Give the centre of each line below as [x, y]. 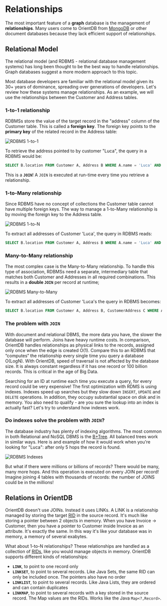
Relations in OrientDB [39, 498]
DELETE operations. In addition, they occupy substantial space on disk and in [83, 397]
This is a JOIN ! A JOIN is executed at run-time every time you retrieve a [77, 175]
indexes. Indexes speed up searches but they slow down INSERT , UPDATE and [83, 391]
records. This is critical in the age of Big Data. [52, 371]
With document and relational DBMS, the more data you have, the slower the [83, 334]
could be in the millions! [29, 482]
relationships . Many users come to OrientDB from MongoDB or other [76, 28]
